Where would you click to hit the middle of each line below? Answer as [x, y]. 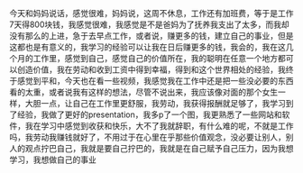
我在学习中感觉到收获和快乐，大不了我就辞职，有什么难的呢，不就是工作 [159, 126]
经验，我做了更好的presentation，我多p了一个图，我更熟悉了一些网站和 [149, 114]
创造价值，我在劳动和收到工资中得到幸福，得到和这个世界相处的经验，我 [151, 69]
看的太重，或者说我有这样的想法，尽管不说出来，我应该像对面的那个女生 [143, 92]
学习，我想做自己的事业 [53, 159]
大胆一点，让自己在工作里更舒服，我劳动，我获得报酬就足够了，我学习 [155, 103]
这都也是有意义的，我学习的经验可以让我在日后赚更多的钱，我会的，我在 [143, 47]
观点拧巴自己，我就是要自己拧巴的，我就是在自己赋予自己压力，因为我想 [159, 148]
